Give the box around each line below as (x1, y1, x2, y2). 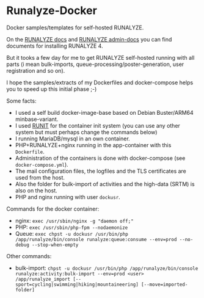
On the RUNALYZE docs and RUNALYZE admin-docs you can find (6, 35, 172, 43)
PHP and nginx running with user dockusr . (15, 193, 120, 200)
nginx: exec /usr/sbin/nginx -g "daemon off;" (15, 217, 134, 224)
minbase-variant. (15, 115, 59, 123)
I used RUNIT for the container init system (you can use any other (15, 122, 180, 129)
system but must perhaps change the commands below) (15, 128, 158, 136)
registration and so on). (6, 67, 65, 74)
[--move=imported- (141, 282, 188, 288)
